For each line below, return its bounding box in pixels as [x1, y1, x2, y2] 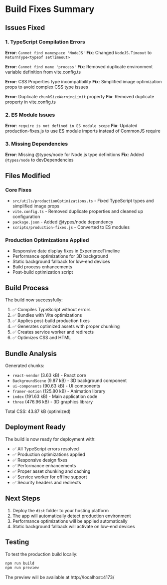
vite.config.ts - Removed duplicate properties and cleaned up [12, 208, 144, 214]
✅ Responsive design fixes [12, 457, 68, 463]
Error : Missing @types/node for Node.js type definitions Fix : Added [5, 152, 144, 158]
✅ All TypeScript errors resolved [12, 445, 79, 452]
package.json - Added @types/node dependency [12, 219, 114, 225]
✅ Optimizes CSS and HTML [12, 335, 71, 341]
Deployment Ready [5, 423, 66, 431]
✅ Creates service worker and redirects [12, 329, 94, 335]
